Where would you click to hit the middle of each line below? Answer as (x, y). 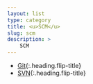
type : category (29, 20)
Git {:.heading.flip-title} (49, 66)
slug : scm (22, 33)
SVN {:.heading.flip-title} (52, 73)
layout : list (26, 14)
